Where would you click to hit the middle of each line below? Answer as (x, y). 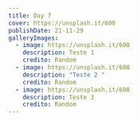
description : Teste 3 (58, 97)
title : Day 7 (30, 16)
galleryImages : (34, 38)
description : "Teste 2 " (64, 75)
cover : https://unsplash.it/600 (62, 23)
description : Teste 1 (58, 53)
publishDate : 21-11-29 (46, 30)
